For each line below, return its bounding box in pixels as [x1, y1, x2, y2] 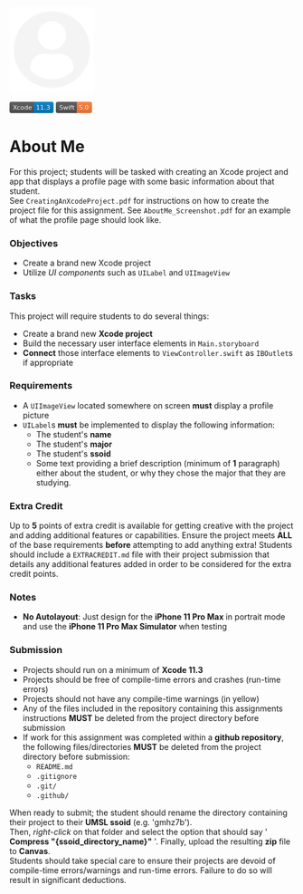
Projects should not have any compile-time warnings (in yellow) [22, 693, 260, 704]
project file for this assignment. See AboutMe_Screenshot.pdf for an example [9, 205, 291, 216]
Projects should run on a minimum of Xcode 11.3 [22, 664, 204, 675]
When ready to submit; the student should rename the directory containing [9, 807, 288, 818]
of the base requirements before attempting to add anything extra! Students [9, 540, 292, 551]
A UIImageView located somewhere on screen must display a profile [22, 399, 274, 410]
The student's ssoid [35, 447, 111, 459]
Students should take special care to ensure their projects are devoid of [9, 855, 276, 866]
